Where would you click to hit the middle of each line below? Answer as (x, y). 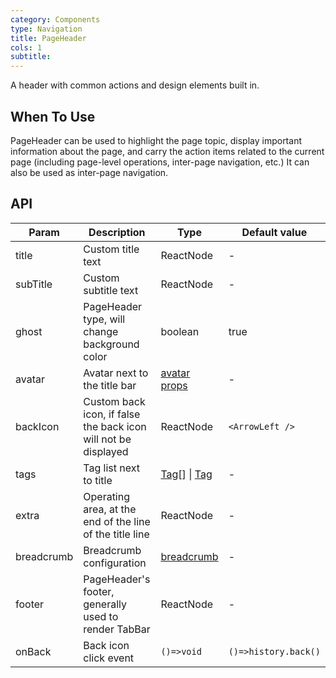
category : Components (55, 19)
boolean (180, 331)
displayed (106, 451)
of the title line (116, 534)
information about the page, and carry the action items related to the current (167, 151)
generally (105, 604)
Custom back (114, 401)
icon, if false (112, 414)
